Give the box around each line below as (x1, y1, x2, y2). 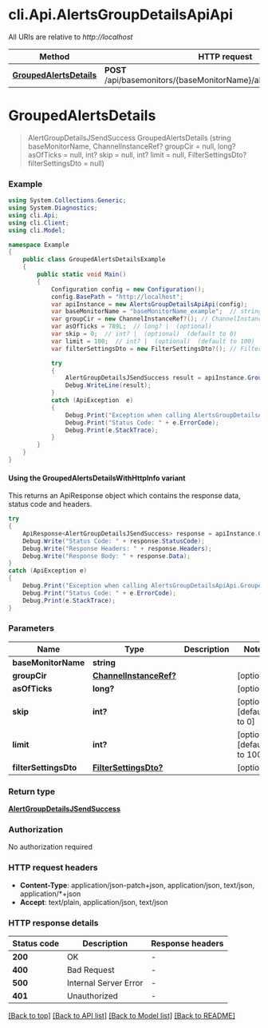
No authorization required (8, 842, 93, 852)
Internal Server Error (66, 977, 144, 988)
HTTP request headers (8, 862, 98, 873)
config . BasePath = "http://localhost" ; (50, 293, 183, 301)
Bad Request (66, 964, 115, 975)
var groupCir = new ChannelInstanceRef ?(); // (50, 315, 209, 323)
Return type (8, 786, 56, 797)
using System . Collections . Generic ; (8, 197, 127, 205)
